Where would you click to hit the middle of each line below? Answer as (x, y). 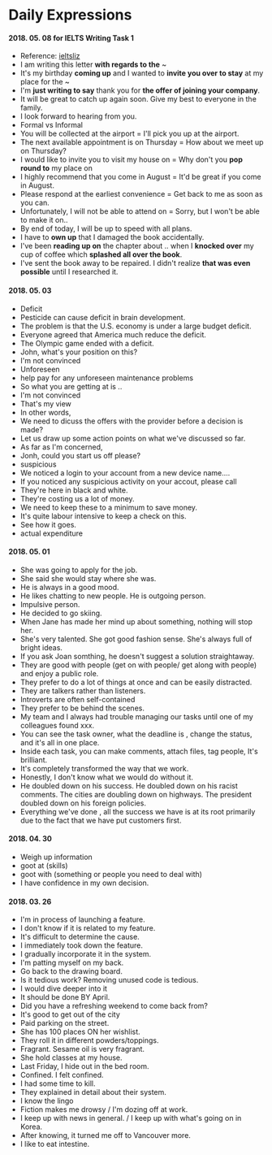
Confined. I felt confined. (62, 1075)
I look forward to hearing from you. (78, 116)
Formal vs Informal (52, 125)
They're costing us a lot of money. (78, 498)
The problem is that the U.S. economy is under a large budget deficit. (136, 326)
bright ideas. (41, 647)
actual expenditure (52, 533)
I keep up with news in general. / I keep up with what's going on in (131, 1118)
